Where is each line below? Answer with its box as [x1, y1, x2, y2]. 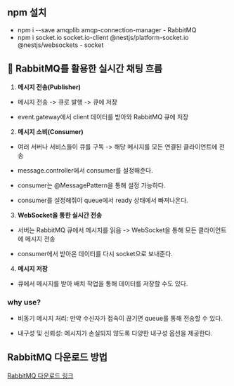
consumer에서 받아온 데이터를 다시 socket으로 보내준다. [17, 249, 174, 258]
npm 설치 [7, 6, 47, 19]
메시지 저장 [17, 264, 48, 272]
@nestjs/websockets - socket [17, 41, 104, 49]
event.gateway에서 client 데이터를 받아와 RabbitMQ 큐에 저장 [17, 112, 189, 121]
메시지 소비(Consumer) [17, 127, 84, 135]
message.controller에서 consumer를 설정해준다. [17, 166, 153, 174]
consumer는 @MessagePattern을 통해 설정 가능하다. [17, 181, 166, 189]
